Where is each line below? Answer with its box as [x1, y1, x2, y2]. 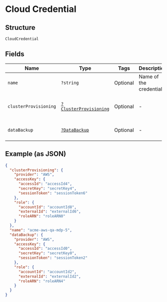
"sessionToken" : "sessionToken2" [18, 255, 88, 261]
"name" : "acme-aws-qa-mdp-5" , [9, 227, 72, 232]
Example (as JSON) [5, 150, 66, 158]
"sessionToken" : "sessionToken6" [18, 191, 88, 196]
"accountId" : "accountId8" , [18, 204, 77, 209]
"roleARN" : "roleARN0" [18, 214, 66, 219]
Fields [5, 50, 25, 58]
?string [61, 80, 79, 86]
